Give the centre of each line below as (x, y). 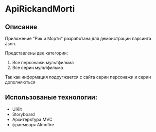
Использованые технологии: (51, 97)
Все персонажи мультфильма (43, 62)
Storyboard (23, 114)
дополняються (20, 82)
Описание (21, 27)
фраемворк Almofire (33, 124)
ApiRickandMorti (40, 9)
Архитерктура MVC (32, 119)
